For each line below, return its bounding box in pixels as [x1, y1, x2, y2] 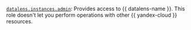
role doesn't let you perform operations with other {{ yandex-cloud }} [6, 11, 177, 19]
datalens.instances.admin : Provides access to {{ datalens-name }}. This [6, 5, 185, 12]
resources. [6, 18, 33, 25]
